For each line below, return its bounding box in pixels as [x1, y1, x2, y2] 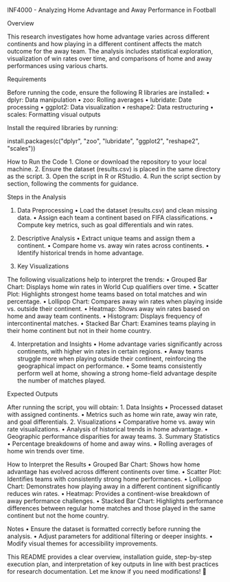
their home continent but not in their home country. [7, 327, 152, 334]
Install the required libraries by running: [7, 124, 119, 131]
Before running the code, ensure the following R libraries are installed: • [7, 89, 210, 96]
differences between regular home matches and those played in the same [7, 504, 216, 512]
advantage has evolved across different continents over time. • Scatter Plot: [7, 468, 222, 475]
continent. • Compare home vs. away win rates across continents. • [16, 241, 209, 250]
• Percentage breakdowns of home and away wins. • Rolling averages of [7, 440, 214, 448]
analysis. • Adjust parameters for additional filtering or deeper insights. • [7, 532, 213, 540]
